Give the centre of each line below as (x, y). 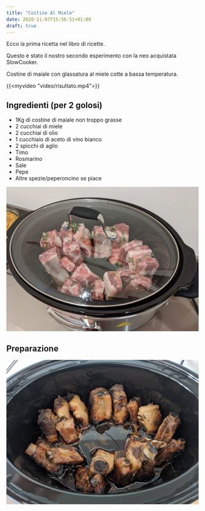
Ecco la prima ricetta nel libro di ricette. (56, 44)
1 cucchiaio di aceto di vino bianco (58, 139)
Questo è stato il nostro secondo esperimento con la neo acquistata (92, 56)
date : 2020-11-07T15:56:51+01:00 (49, 19)
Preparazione (33, 348)
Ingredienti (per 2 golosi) (54, 105)
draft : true (21, 26)
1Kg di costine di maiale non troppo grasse (68, 120)
